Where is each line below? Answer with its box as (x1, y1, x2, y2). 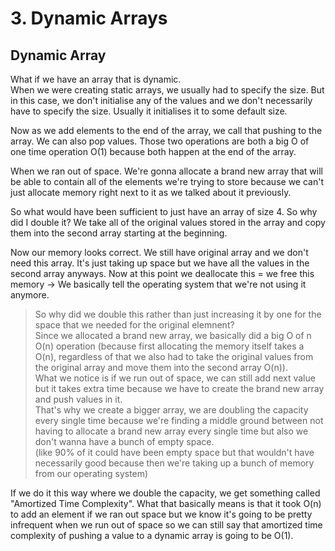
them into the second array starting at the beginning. (10, 227, 228, 239)
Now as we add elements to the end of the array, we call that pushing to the (10, 125, 323, 136)
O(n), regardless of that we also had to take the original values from (34, 351, 314, 362)
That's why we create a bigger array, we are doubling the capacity (34, 404, 309, 416)
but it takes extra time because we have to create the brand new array (34, 383, 325, 394)
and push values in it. (34, 393, 123, 405)
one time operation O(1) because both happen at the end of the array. (10, 146, 297, 157)
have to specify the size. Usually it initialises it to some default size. (10, 105, 288, 117)
